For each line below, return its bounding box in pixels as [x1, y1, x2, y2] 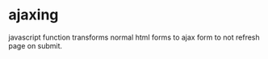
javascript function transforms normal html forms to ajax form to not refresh [8, 32, 260, 42]
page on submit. [8, 40, 63, 50]
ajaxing [8, 6, 59, 24]
